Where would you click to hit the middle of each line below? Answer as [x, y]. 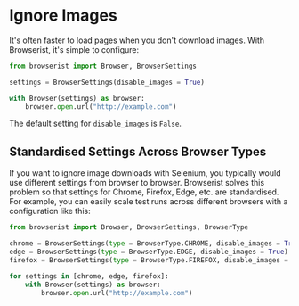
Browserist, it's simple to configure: [74, 49]
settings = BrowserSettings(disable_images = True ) [107, 82]
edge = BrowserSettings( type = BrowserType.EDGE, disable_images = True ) [149, 252]
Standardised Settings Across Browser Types [138, 151]
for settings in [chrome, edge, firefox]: [89, 276]
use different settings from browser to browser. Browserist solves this [137, 183]
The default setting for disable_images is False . [96, 124]
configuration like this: [50, 211]
